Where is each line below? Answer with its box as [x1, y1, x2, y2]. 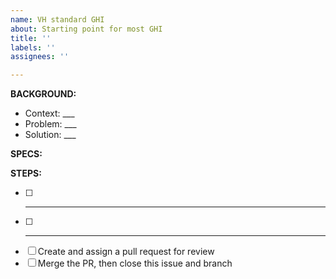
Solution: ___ [24, 129, 77, 141]
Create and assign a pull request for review [37, 246, 215, 258]
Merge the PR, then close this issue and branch [37, 257, 233, 270]
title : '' [10, 33, 52, 43]
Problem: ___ [24, 118, 77, 130]
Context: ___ [24, 107, 75, 120]
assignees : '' [10, 52, 70, 62]
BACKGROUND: [10, 88, 77, 100]
